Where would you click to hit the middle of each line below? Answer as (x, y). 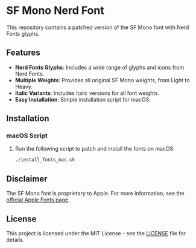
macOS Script (27, 135)
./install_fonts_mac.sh (45, 160)
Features (23, 53)
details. (15, 240)
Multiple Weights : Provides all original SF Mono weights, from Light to (102, 80)
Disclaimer (27, 179)
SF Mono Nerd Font (55, 11)
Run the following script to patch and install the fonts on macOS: (95, 149)
